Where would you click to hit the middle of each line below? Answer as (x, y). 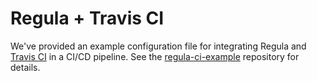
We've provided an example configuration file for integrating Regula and (158, 46)
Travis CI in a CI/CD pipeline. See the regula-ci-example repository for (155, 56)
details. (25, 67)
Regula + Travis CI (87, 18)
